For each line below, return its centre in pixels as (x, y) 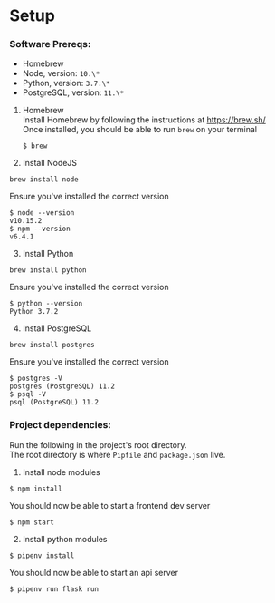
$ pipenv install (42, 555)
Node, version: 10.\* (61, 73)
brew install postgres (52, 345)
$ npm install (36, 489)
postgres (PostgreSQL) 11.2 (62, 386)
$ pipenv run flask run (54, 589)
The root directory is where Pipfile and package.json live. (118, 454)
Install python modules (65, 539)
